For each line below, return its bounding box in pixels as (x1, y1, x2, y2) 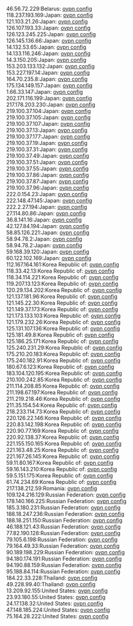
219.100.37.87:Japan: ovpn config (6, 178, 88, 185)
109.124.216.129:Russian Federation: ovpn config (6, 491, 126, 498)
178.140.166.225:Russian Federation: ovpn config (6, 498, 127, 504)
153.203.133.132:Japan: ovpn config (6, 63, 95, 70)
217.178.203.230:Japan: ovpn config (6, 101, 96, 108)
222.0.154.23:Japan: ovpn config (6, 191, 88, 197)
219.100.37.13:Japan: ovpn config (6, 126, 88, 134)
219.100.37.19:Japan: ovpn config (6, 140, 88, 146)
